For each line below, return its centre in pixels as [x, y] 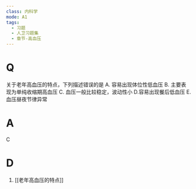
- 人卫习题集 [25, 33]
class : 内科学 [22, 11]
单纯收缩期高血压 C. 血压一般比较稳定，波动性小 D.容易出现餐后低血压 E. [104, 92]
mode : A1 [17, 17]
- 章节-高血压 [26, 39]
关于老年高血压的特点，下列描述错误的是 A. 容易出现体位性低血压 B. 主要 [94, 84]
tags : [13, 22]
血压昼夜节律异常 [27, 99]
